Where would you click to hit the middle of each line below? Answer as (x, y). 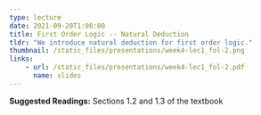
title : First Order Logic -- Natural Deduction (99, 34)
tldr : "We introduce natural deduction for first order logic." (131, 42)
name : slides (57, 76)
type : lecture (36, 17)
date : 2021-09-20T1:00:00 (57, 26)
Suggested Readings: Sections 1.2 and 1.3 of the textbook (116, 101)
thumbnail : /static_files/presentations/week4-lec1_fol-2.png (127, 51)
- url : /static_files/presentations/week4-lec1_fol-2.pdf (135, 68)
